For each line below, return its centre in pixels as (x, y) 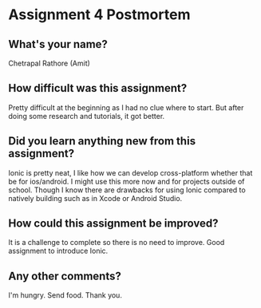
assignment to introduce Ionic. (58, 251)
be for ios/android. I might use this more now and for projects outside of (127, 181)
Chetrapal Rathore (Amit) (49, 63)
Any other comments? (65, 276)
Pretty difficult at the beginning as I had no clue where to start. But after (126, 107)
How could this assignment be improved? (113, 224)
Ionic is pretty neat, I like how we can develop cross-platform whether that (130, 172)
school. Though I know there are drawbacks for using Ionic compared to (127, 190)
